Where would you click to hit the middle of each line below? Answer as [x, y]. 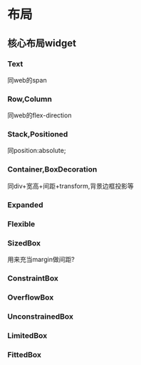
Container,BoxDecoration [52, 169]
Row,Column [30, 99]
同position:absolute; [37, 151]
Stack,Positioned [38, 134]
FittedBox [24, 354]
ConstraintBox [33, 278]
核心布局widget [42, 43]
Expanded [25, 205]
